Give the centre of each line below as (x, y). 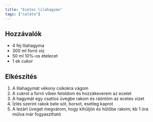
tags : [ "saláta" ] (23, 14)
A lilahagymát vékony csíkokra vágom (50, 88)
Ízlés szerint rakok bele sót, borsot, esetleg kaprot (63, 104)
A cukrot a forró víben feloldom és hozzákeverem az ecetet (72, 94)
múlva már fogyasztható (36, 114)
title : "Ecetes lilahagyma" (34, 10)
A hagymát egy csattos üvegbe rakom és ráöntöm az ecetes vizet (78, 99)
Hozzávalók (23, 34)
